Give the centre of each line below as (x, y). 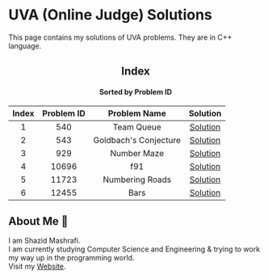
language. (25, 45)
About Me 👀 (38, 221)
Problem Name (137, 113)
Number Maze (137, 153)
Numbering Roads (137, 180)
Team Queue (137, 127)
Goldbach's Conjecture (137, 140)
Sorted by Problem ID (136, 91)
